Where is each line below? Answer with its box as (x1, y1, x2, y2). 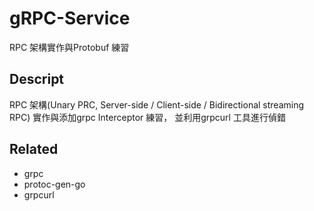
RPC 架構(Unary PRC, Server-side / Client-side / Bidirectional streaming (9, 98, 305, 111)
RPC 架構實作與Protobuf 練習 (9, 41, 130, 53)
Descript (9, 71, 65, 88)
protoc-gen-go (23, 178, 86, 190)
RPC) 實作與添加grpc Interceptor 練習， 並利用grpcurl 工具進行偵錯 (9, 111, 286, 123)
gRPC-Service (9, 7, 131, 30)
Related (9, 141, 59, 158)
